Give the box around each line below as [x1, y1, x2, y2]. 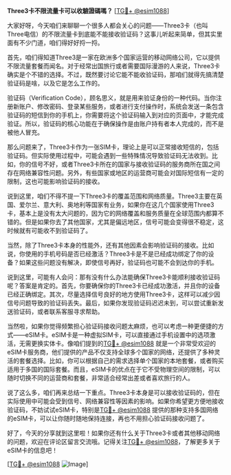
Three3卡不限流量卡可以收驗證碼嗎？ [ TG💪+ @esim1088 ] [7, 7, 170, 14]
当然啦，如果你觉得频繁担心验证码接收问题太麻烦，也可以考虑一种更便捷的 [7, 322, 218, 330]
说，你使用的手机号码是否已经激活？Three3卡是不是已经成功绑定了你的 [7, 250, 208, 258]
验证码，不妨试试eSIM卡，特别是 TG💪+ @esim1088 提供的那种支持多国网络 [7, 406, 219, 414]
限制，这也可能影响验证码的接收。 [7, 177, 104, 185]
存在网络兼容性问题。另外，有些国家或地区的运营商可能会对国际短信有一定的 [7, 169, 224, 176]
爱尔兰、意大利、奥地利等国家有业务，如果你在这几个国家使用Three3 [19, 201, 214, 209]
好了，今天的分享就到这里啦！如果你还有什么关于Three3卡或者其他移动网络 [7, 429, 221, 437]
